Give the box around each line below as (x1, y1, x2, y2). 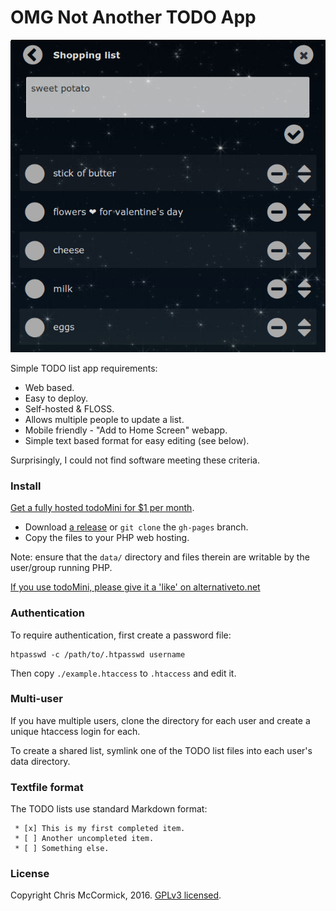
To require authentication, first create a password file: (10, 629, 232, 641)
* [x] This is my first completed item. (14, 824, 186, 834)
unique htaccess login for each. (10, 725, 141, 737)
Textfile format (10, 780, 84, 794)
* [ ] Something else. (14, 844, 110, 854)
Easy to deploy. (24, 392, 89, 404)
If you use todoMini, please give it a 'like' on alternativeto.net (10, 581, 261, 593)
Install (10, 479, 42, 493)
